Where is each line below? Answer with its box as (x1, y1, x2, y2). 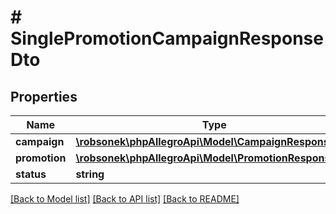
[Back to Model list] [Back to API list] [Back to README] (10, 193, 240, 205)
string (75, 167, 105, 181)
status (15, 167, 47, 181)
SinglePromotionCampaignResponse (10, 27, 324, 50)
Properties (10, 88, 78, 105)
